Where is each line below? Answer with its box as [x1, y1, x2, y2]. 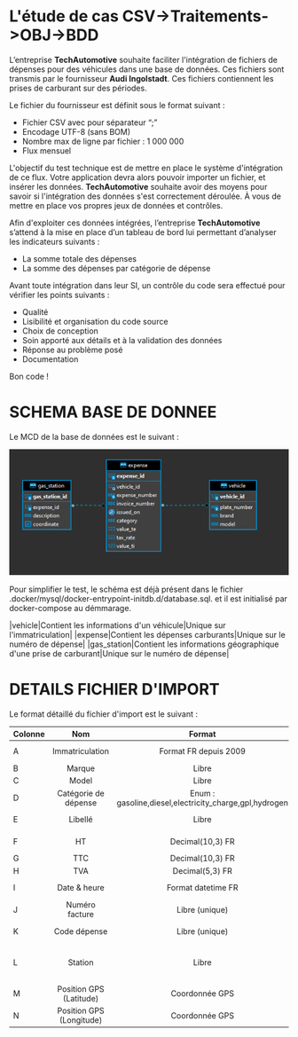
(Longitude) [59, 1015, 103, 1025]
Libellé [68, 814, 93, 825]
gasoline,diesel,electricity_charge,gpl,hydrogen [116, 797, 288, 808]
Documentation [21, 353, 79, 365]
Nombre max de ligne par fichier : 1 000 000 [21, 136, 184, 146]
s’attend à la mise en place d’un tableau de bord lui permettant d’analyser [9, 226, 277, 237]
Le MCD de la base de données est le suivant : [9, 431, 179, 442]
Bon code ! [9, 371, 49, 381]
